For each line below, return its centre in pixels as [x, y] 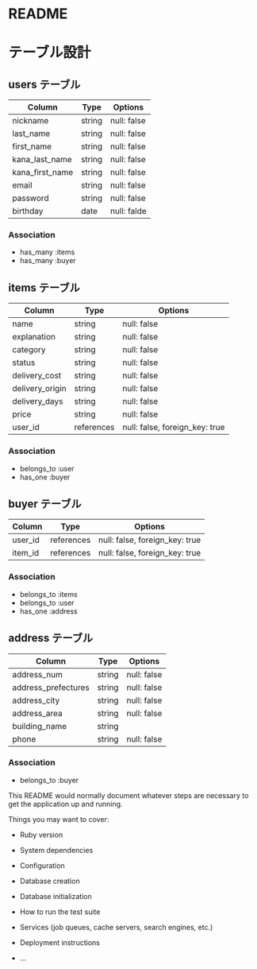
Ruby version [41, 835]
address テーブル [51, 638]
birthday [28, 211]
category [29, 350]
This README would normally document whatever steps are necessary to [128, 795]
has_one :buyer [45, 477]
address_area [38, 713]
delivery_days [38, 401]
